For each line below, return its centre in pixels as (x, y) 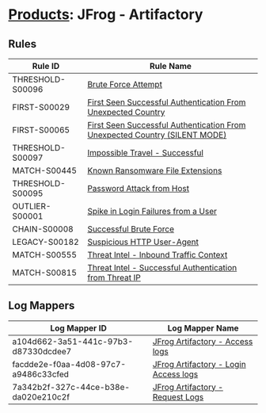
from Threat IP (114, 277)
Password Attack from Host (138, 188)
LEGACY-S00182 (46, 242)
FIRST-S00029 (41, 107)
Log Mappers (42, 306)
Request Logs (178, 396)
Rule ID (46, 66)
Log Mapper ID (78, 328)
